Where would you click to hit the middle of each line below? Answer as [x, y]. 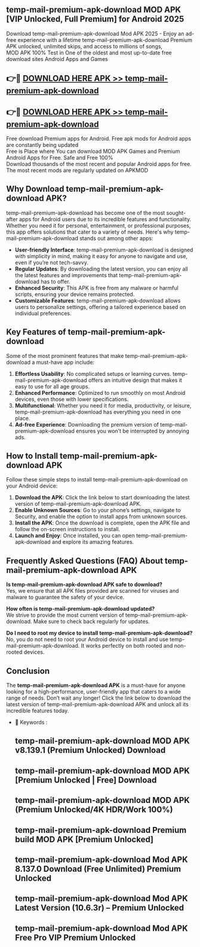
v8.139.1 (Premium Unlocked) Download [90, 750]
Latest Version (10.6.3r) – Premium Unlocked [99, 908]
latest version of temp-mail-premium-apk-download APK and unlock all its [98, 704]
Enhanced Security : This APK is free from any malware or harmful [97, 288]
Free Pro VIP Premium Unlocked [75, 937]
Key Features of [36, 332]
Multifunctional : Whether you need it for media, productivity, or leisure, [103, 405]
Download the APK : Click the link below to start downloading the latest [102, 498]
